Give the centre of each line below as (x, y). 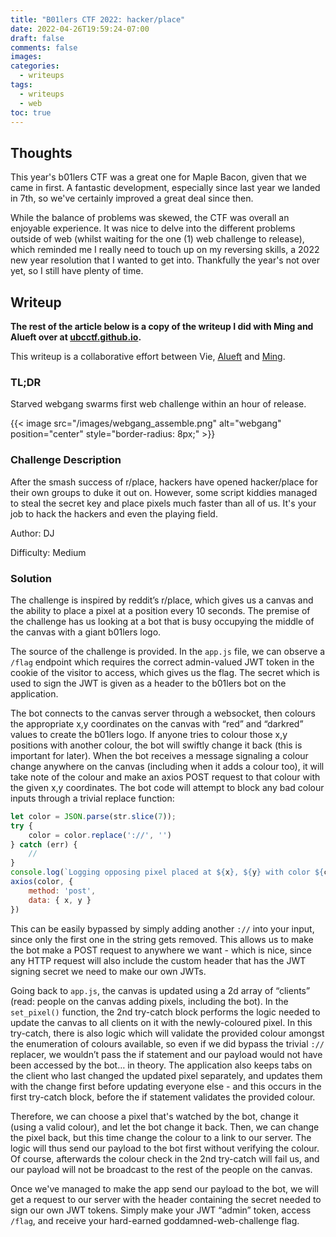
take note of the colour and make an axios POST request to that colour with (165, 777)
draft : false (37, 38)
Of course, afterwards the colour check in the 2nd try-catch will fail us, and (165, 1158)
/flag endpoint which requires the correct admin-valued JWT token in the (162, 662)
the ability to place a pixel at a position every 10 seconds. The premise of (160, 610)
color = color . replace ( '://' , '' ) (100, 835)
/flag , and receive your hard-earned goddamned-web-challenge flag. (155, 1220)
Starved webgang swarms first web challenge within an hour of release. (158, 404)
